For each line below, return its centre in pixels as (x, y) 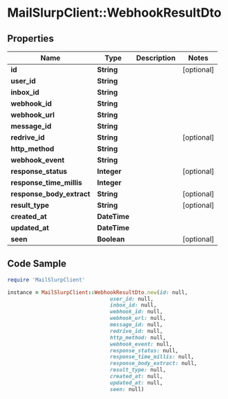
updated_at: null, (137, 383)
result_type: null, (138, 370)
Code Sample (37, 264)
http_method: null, (138, 337)
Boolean (111, 239)
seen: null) (127, 389)
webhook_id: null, (137, 312)
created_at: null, (137, 377)
